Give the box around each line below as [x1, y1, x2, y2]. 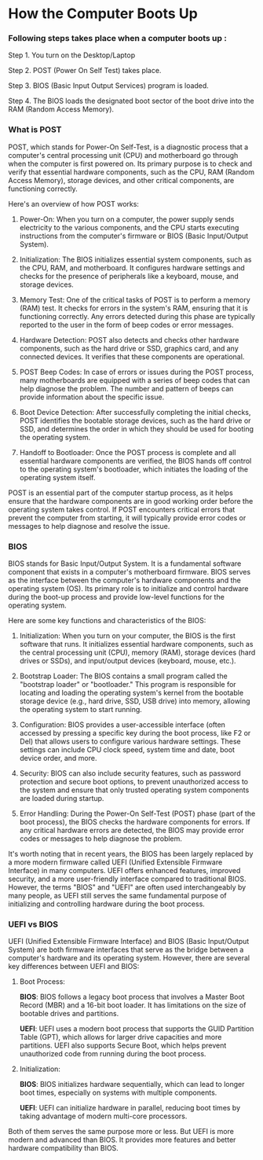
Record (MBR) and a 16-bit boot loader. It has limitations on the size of [19, 1000, 247, 1010]
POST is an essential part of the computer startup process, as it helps [8, 488, 233, 497]
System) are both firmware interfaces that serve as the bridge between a [8, 945, 244, 955]
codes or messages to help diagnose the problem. [19, 834, 183, 843]
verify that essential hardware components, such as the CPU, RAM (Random [8, 167, 255, 177]
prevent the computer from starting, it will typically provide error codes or [8, 512, 247, 523]
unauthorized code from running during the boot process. [19, 1049, 206, 1059]
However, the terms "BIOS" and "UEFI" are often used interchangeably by [8, 883, 247, 892]
